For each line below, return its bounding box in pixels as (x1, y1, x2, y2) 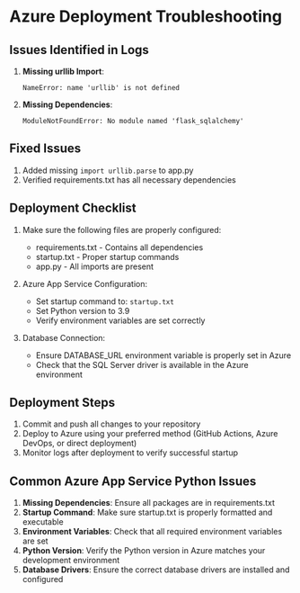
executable (22, 517, 65, 527)
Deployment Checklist (9, 201, 137, 216)
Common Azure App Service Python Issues (9, 473, 257, 489)
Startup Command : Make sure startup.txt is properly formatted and (22, 507, 273, 518)
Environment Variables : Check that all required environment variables (22, 526, 283, 537)
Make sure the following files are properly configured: (22, 224, 222, 235)
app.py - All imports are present (35, 261, 154, 272)
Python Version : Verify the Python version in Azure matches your (22, 545, 266, 556)
